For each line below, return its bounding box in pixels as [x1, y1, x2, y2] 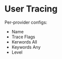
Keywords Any [11, 44, 41, 50]
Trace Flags [11, 34, 35, 40]
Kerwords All [11, 39, 37, 44]
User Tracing [4, 3, 58, 15]
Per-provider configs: [4, 19, 47, 25]
